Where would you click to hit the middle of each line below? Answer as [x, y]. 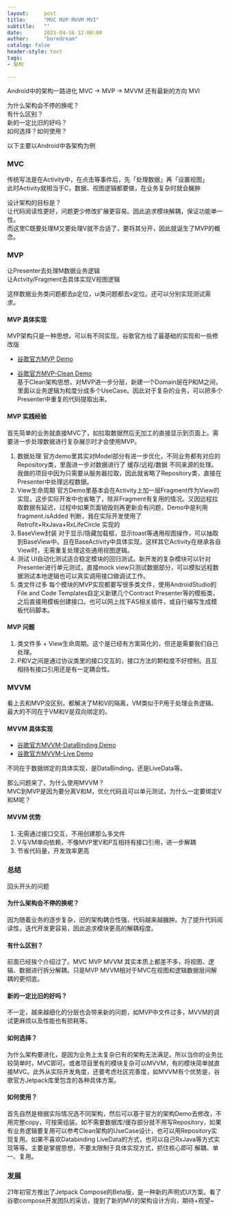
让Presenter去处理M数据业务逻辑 [54, 271]
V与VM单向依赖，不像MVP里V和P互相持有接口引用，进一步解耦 [106, 842]
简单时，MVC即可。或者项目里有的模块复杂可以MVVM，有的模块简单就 [113, 1063]
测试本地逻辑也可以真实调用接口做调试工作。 [86, 575]
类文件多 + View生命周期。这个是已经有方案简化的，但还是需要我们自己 [118, 643]
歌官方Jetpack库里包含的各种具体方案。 [63, 1080]
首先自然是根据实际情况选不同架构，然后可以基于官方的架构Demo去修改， [111, 1113]
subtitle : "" [29, 26]
